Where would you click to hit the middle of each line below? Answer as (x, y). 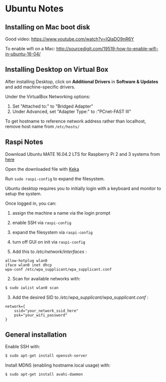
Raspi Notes (24, 142)
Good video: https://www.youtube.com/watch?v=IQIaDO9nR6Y (70, 39)
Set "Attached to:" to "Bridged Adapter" (53, 106)
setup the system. (24, 193)
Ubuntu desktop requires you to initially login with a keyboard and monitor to (83, 188)
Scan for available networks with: (46, 278)
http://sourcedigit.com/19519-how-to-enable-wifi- (107, 49)
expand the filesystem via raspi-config (53, 232)
